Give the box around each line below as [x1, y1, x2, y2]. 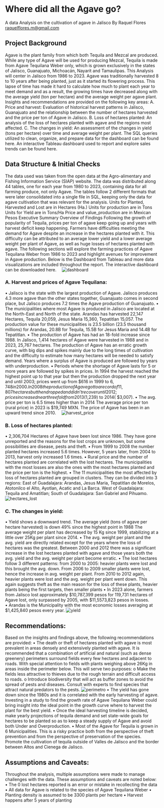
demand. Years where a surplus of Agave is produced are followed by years [5, 358, 158, 364]
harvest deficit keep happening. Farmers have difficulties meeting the [5, 225, 145, 231]
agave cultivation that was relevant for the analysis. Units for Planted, [5, 199, 144, 205]
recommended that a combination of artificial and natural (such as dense [5, 650, 151, 656]
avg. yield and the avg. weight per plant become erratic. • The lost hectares [5, 555, 157, 562]
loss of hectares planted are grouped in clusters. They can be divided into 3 [5, 475, 158, 481]
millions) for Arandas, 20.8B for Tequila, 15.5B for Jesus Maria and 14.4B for [5, 326, 157, 332]
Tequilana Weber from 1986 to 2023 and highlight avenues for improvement [5, 251, 158, 257]
